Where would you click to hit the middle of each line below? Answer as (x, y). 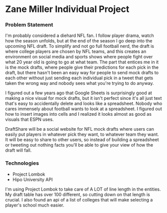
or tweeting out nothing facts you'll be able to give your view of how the (79, 145)
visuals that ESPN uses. (29, 119)
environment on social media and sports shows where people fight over (79, 57)
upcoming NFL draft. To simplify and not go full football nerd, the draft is (80, 46)
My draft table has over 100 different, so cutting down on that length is (77, 194)
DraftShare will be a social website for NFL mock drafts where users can (79, 129)
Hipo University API (32, 179)
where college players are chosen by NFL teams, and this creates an (76, 51)
